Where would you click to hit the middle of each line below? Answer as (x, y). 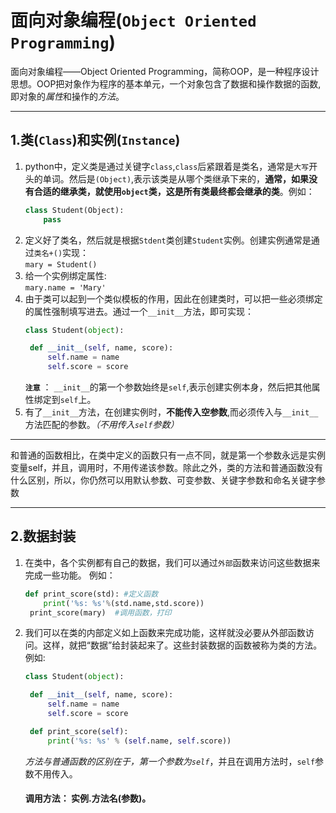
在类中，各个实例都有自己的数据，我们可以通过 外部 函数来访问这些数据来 (172, 562)
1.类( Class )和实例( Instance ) (95, 140)
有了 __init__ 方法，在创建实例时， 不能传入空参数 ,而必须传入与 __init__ (171, 412)
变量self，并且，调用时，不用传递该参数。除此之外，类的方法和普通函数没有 (167, 467)
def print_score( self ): (79, 731)
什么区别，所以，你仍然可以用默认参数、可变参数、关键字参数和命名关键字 (163, 480)
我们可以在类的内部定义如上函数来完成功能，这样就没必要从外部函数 (165, 633)
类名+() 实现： (61, 252)
